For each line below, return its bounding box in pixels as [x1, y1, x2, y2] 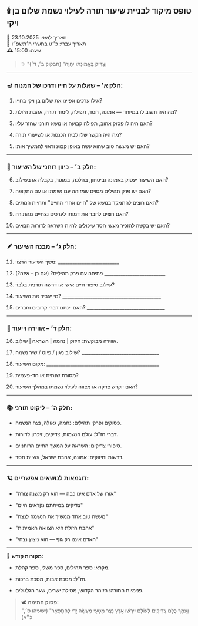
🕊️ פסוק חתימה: [21, 598, 59, 605]
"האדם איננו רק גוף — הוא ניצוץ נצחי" [15, 535, 99, 542]
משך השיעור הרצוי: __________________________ [15, 258, 120, 265]
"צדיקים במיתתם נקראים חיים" [15, 501, 83, 508]
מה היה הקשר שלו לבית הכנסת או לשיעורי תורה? [15, 131, 122, 139]
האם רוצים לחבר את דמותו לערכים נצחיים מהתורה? [15, 210, 129, 218]
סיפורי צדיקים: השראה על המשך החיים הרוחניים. [15, 442, 122, 449]
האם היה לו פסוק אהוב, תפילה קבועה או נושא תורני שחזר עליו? [15, 120, 153, 127]
